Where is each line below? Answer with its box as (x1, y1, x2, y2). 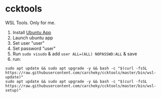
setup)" (5, 87, 22, 93)
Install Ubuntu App (12, 29, 51, 35)
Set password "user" (12, 45, 56, 51)
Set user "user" (12, 40, 45, 46)
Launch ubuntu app (12, 35, 53, 41)
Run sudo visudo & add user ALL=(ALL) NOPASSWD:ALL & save (12, 51, 137, 57)
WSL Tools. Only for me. (5, 20, 56, 26)
